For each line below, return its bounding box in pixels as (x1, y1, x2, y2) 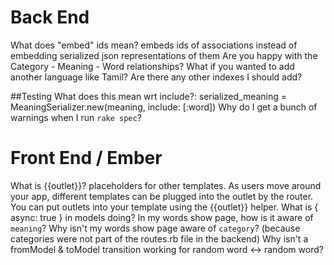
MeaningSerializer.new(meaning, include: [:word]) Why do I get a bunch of (10, 101, 318, 113)
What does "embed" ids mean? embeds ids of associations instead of (10, 39, 298, 51)
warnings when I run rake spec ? (10, 111, 142, 123)
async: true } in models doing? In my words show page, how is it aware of (10, 211, 314, 223)
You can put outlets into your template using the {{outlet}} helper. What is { (10, 201, 319, 213)
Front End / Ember (10, 147, 163, 170)
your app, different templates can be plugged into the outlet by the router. (10, 190, 314, 202)
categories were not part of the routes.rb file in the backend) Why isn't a (10, 232, 309, 245)
